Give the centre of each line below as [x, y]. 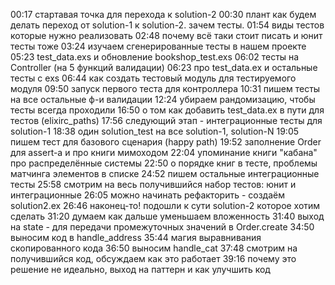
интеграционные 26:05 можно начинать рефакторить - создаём [147, 195]
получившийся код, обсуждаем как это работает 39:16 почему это [153, 258]
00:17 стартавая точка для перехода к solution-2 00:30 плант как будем [163, 14]
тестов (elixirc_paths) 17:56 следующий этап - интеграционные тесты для [166, 120]
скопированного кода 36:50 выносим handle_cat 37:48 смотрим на [154, 248]
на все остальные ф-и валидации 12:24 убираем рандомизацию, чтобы [163, 99]
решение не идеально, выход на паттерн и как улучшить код [140, 269]
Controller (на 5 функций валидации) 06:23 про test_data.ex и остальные [164, 67]
